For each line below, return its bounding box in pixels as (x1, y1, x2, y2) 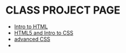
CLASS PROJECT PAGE (5, 4, 121, 17)
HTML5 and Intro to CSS (14, 29, 74, 36)
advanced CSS (14, 35, 51, 42)
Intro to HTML (14, 23, 48, 30)
